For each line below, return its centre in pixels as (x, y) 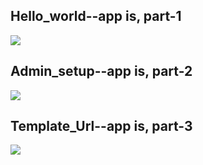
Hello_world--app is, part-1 (96, 16)
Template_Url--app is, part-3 (101, 126)
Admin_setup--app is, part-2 (101, 71)
